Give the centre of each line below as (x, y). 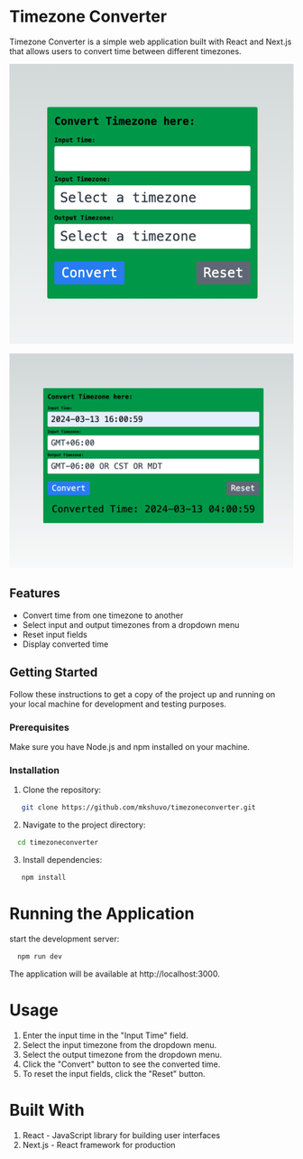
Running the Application (102, 914)
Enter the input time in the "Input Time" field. (105, 1035)
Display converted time (65, 644)
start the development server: (64, 939)
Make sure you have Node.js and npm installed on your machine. (130, 746)
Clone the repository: (62, 790)
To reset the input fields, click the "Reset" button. (114, 1073)
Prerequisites (39, 727)
